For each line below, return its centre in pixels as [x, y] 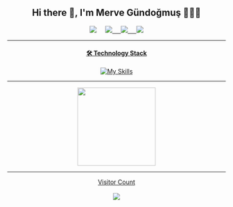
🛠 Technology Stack [116, 53]
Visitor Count [116, 182]
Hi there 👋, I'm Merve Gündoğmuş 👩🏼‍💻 [116, 13]
